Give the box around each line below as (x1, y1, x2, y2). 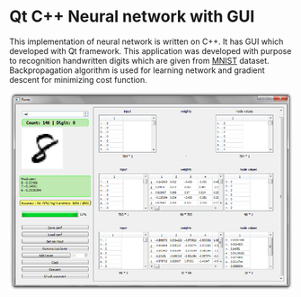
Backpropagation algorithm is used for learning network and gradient (9, 65, 265, 76)
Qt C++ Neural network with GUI (9, 6, 255, 27)
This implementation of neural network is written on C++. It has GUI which (9, 36, 284, 47)
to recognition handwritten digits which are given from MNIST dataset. (9, 55, 270, 66)
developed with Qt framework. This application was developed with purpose (9, 45, 292, 56)
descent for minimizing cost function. (9, 74, 148, 85)
